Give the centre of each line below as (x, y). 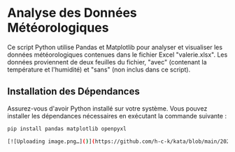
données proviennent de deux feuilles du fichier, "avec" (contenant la (107, 62)
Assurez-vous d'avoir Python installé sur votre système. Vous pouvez (107, 108)
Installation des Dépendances (73, 91)
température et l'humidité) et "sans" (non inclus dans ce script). (99, 69)
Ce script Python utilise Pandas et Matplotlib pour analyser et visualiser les (115, 47)
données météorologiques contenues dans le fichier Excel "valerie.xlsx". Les (117, 55)
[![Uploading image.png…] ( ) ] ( (51, 141)
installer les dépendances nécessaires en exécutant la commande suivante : (117, 116)
